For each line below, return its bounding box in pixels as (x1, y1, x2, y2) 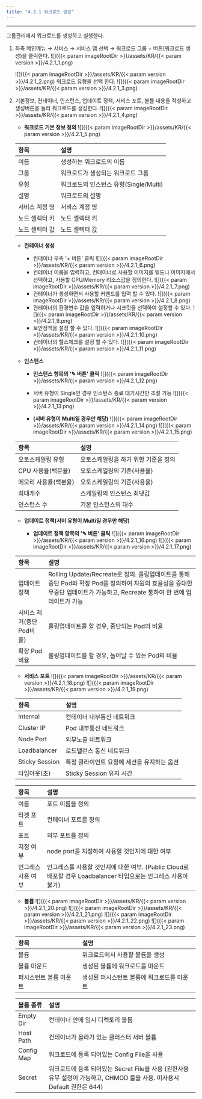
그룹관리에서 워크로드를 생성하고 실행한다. (6, 31, 105, 39)
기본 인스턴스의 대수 (80, 500, 134, 509)
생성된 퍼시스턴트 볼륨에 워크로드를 (82, 973, 176, 982)
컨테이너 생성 (23, 241, 55, 249)
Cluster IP (17, 723, 46, 732)
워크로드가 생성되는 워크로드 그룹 (60, 169, 149, 177)
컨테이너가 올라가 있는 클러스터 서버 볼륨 (49, 1033, 157, 1041)
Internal (17, 712, 40, 720)
